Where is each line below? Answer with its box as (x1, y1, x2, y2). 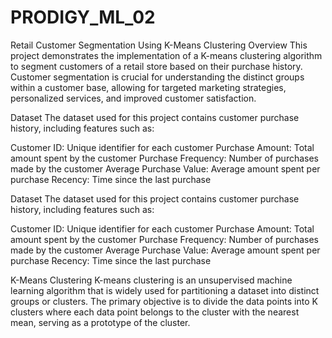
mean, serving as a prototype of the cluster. (10, 316, 191, 328)
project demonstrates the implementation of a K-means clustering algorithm (10, 49, 323, 61)
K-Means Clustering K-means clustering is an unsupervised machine (10, 274, 293, 286)
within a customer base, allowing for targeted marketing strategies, (10, 81, 287, 93)
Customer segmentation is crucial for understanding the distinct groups (10, 71, 305, 83)
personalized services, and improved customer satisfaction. (10, 92, 257, 104)
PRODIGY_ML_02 (10, 6, 156, 29)
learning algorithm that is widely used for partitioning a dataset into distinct (10, 284, 320, 296)
